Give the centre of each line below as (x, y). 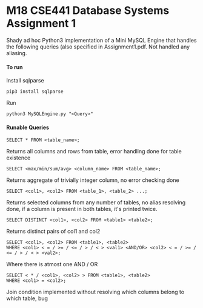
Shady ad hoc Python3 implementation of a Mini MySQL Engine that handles (101, 40)
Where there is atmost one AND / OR (52, 264)
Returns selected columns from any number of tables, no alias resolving (96, 203)
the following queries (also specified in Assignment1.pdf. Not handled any (98, 47)
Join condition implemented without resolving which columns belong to (95, 292)
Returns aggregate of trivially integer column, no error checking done (93, 180)
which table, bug (27, 298)
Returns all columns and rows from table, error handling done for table (94, 152)
